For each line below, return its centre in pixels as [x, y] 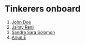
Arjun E [19, 37]
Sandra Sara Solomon [33, 32]
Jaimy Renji [23, 27]
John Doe [21, 22]
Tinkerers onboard [42, 9]
